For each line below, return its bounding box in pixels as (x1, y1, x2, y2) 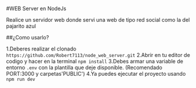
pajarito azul (6, 23, 36, 29)
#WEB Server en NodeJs (6, 5, 67, 12)
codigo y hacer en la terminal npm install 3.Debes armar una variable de (6, 58, 184, 65)
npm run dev (6, 76, 35, 82)
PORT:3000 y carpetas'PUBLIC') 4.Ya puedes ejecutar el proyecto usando (6, 70, 186, 77)
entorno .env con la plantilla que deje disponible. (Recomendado (6, 64, 163, 71)
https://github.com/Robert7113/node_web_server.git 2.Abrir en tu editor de (6, 52, 190, 58)
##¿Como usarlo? (6, 34, 49, 40)
